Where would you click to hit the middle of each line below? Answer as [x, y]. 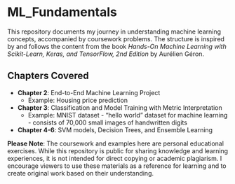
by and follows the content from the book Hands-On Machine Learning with [117, 46]
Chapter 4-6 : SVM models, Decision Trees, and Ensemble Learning [115, 129]
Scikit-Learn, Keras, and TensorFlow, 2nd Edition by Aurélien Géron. [106, 54]
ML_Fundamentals [62, 12]
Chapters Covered [48, 76]
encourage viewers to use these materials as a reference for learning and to [117, 166]
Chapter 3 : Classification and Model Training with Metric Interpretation [120, 107]
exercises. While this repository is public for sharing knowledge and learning [118, 150]
